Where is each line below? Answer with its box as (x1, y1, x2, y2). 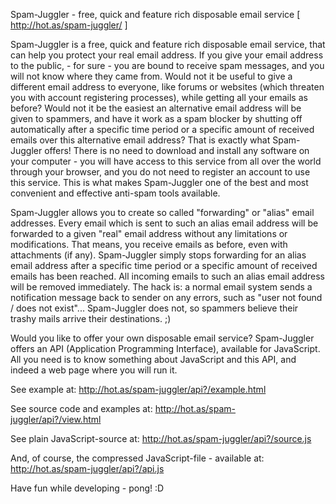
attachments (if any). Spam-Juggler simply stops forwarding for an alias (10, 249, 307, 261)
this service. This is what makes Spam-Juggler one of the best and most (10, 177, 309, 188)
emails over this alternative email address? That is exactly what (10, 134, 271, 146)
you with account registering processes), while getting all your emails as (10, 92, 308, 103)
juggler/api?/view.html (10, 414, 102, 425)
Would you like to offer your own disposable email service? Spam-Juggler (10, 332, 315, 344)
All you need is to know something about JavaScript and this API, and (10, 354, 297, 365)
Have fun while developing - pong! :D (10, 482, 165, 494)
